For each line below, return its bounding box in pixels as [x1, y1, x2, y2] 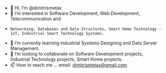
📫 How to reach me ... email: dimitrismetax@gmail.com [10, 62, 128, 68]
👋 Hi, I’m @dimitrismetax [10, 5, 62, 11]
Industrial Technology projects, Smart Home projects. [10, 56, 123, 62]
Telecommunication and [10, 16, 61, 21]
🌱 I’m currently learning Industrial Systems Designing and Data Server [10, 40, 157, 46]
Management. [10, 45, 40, 51]
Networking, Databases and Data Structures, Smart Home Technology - [10, 27, 162, 32]
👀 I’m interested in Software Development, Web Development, [10, 10, 140, 16]
